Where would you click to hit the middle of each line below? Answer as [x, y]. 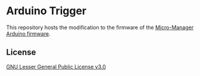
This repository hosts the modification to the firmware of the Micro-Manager [100, 27]
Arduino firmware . [28, 33]
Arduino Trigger [46, 11]
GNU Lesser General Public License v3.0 [56, 66]
